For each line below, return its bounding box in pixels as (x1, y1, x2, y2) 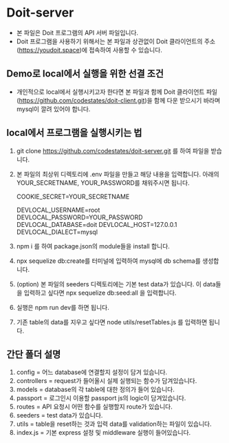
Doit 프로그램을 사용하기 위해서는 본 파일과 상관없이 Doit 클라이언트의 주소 (16, 37, 216, 46)
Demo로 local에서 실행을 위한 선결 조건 (6, 68, 164, 80)
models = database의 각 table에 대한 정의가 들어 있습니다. (16, 385, 175, 394)
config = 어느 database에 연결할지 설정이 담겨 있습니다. (16, 368, 168, 377)
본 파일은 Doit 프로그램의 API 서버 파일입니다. (16, 28, 139, 37)
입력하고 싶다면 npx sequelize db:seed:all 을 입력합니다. (23, 288, 177, 297)
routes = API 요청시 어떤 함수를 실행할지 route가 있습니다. (16, 402, 173, 411)
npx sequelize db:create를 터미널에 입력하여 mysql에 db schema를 (16, 257, 201, 265)
